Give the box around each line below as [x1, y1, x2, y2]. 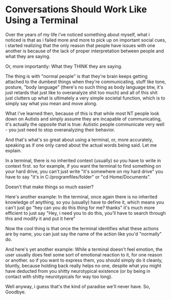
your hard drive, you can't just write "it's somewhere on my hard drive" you [5, 168, 163, 174]
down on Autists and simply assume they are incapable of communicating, [5, 115, 162, 122]
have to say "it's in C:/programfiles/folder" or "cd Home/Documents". [5, 173, 151, 180]
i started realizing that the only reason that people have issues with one [5, 42, 156, 48]
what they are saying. [5, 53, 51, 59]
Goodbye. [5, 289, 26, 295]
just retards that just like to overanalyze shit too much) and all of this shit [5, 89, 158, 95]
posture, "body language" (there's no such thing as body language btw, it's [5, 84, 163, 90]
